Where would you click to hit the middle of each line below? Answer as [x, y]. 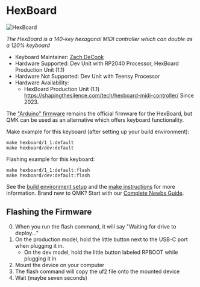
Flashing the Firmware [49, 212]
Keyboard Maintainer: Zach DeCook [59, 57]
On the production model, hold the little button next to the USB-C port [101, 239]
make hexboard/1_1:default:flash [48, 170]
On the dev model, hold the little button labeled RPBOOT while [101, 252]
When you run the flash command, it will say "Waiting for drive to [95, 226]
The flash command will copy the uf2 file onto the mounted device [97, 271]
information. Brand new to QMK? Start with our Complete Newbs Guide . [95, 193]
